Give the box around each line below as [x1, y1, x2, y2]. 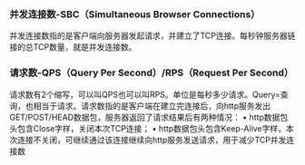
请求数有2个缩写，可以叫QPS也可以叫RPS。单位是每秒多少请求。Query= [9, 89, 281, 100]
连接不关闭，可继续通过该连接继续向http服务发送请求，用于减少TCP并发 [16, 134, 287, 145]
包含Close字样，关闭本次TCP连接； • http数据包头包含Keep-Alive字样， [16, 122, 287, 133]
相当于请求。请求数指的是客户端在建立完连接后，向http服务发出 [33, 100, 271, 111]
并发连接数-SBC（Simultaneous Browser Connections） [9, 7, 261, 20]
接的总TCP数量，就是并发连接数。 [9, 42, 137, 53]
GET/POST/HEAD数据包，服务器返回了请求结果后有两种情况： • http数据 [9, 112, 280, 122]
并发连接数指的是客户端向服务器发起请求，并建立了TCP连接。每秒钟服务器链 [9, 30, 296, 42]
